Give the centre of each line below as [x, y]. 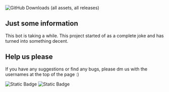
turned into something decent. [37, 41]
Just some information [42, 23]
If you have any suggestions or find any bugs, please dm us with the [76, 69]
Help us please [29, 57]
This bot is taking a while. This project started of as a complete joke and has [85, 36]
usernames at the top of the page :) [42, 74]
